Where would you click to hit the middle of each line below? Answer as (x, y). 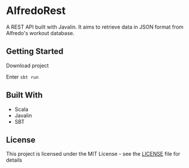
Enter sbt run (23, 76)
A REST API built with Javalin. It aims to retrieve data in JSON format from (95, 27)
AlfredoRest (36, 11)
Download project (28, 65)
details (14, 160)
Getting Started (35, 52)
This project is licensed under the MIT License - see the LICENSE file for (93, 154)
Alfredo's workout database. (40, 33)
